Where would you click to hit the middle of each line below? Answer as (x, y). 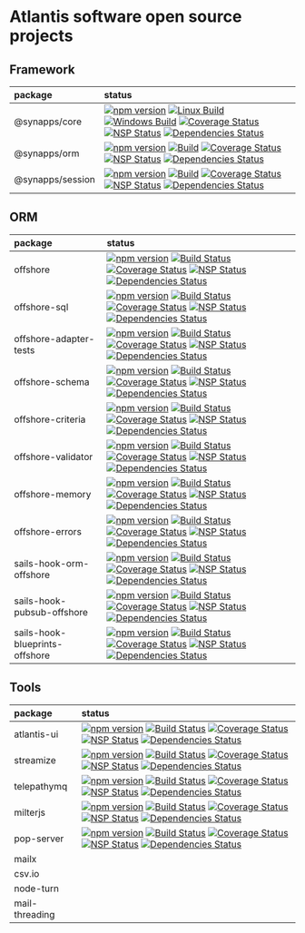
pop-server (39, 839)
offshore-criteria (50, 419)
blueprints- (39, 643)
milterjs (30, 812)
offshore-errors (48, 531)
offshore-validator (54, 457)
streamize (35, 760)
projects (42, 36)
